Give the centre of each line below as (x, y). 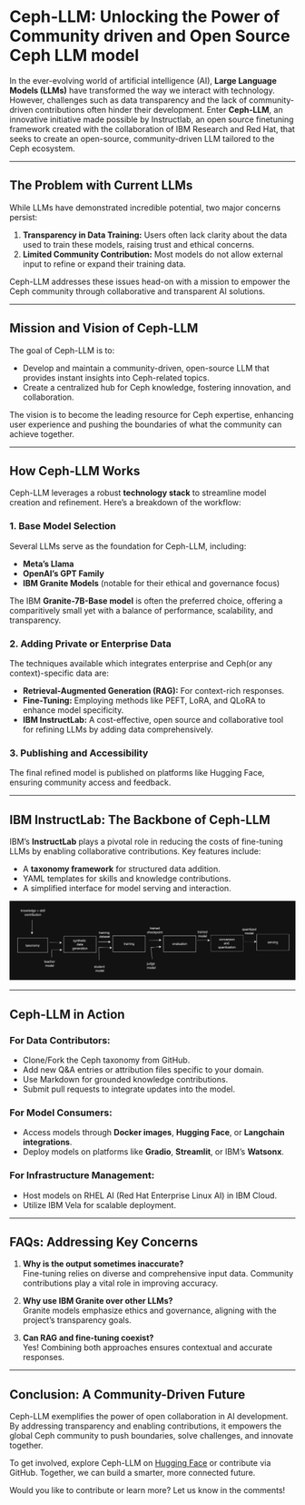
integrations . (47, 1142)
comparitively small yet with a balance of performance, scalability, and (142, 610)
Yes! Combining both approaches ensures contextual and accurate (148, 1347)
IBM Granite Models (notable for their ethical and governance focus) (151, 583)
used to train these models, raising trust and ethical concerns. (138, 244)
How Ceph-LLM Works (75, 471)
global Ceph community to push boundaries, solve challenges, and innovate (151, 1436)
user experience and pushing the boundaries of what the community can (146, 424)
